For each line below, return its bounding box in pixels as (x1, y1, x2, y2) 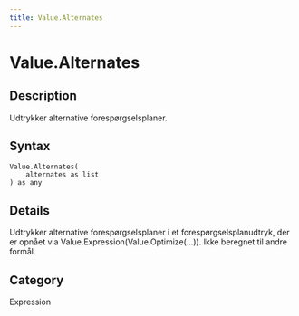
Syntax (9, 139, 51, 154)
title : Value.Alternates (9, 13, 103, 23)
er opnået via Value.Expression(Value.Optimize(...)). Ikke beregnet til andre (9, 236, 288, 247)
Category (9, 273, 64, 288)
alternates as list (25, 170, 100, 179)
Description (9, 88, 77, 104)
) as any (9, 178, 43, 187)
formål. (9, 246, 36, 257)
